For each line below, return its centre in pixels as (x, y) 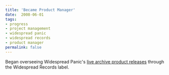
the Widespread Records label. (37, 67)
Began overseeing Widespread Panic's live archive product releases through (85, 61)
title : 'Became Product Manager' (40, 10)
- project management (28, 29)
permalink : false (23, 47)
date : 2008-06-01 (24, 15)
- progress (17, 24)
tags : (11, 19)
